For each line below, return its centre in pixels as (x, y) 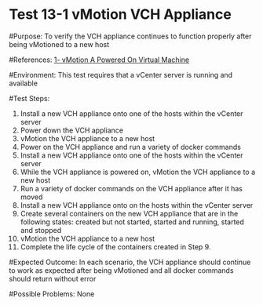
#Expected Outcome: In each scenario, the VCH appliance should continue (130, 262)
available (24, 83)
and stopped (41, 230)
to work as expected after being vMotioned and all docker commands (121, 270)
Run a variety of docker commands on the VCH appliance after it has (131, 188)
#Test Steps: (29, 98)
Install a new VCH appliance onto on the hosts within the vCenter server (137, 205)
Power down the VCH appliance (72, 130)
